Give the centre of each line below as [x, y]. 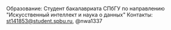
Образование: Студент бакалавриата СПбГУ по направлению [85, 9]
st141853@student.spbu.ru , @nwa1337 [54, 21]
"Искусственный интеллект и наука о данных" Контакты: [79, 15]
